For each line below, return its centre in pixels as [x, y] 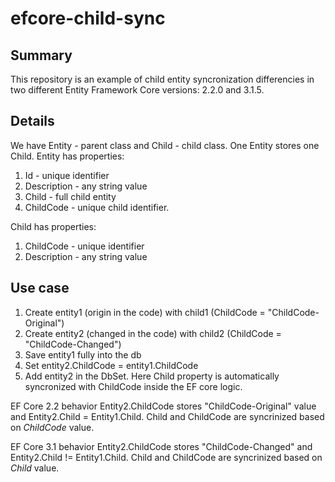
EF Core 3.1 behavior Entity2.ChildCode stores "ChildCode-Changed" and [161, 446]
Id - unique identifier [67, 175]
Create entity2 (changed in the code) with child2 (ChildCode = [153, 333]
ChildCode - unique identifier [84, 246]
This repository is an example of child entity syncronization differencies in [162, 79]
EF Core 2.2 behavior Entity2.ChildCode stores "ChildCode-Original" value [163, 406]
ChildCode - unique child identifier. [97, 207]
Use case [40, 288]
